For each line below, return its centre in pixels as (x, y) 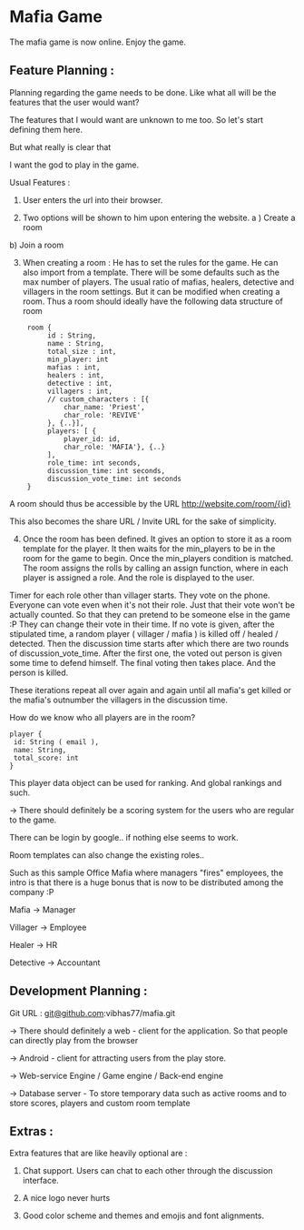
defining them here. (46, 129)
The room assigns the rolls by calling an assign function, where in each (155, 568)
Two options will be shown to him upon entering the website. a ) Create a (159, 217)
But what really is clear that (60, 146)
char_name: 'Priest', (104, 407)
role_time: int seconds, (94, 463)
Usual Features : (40, 182)
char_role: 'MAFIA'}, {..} (114, 447)
